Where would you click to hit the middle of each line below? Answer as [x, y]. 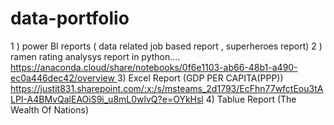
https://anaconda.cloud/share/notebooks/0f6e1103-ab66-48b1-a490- [154, 67]
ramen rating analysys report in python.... [95, 56]
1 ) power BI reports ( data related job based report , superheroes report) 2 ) [166, 46]
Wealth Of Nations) [50, 109]
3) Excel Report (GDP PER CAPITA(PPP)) [200, 78]
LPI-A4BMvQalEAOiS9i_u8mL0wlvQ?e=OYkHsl [107, 99]
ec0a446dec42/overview [62, 78]
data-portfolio [70, 18]
